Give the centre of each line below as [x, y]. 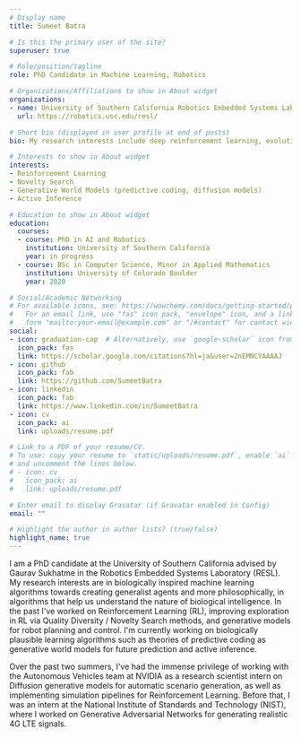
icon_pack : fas [46, 347]
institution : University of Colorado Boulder [112, 273]
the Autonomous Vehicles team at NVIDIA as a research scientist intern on [146, 676]
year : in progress [60, 256]
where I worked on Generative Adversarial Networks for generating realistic [149, 714]
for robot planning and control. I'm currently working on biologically [134, 630]
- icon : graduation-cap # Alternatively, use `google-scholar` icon [142, 339]
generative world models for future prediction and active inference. [133, 649]
